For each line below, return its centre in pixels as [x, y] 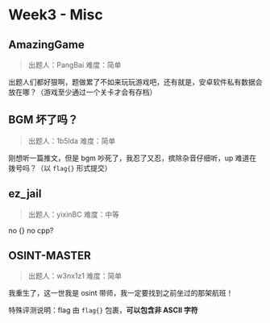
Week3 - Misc [56, 15]
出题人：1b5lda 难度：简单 [72, 141]
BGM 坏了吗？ [44, 120]
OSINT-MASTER [50, 256]
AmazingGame [46, 45]
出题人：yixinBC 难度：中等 [73, 214]
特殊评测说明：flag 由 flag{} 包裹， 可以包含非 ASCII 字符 [104, 310]
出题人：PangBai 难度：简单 [75, 65]
